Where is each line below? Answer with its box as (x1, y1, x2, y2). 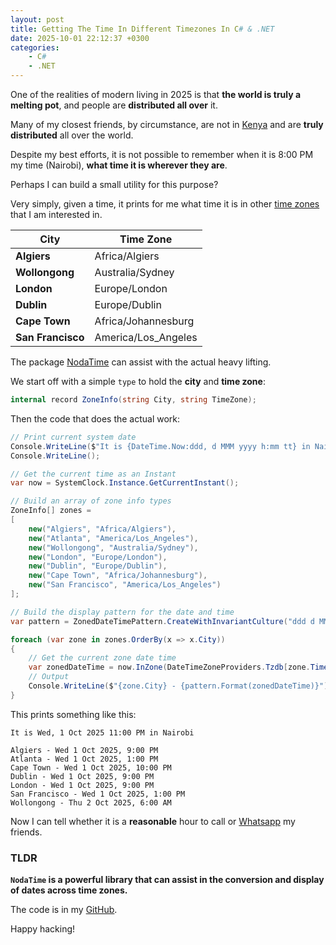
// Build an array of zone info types (10, 496, 172, 506)
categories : (10, 42, 60, 53)
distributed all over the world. (10, 129, 134, 141)
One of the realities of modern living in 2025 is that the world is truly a (10, 89, 302, 100)
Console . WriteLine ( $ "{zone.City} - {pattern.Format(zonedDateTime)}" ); (28, 681, 333, 691)
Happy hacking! (10, 923, 76, 935)
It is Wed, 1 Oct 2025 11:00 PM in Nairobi (10, 727, 195, 738)
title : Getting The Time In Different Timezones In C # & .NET (10, 24, 275, 34)
